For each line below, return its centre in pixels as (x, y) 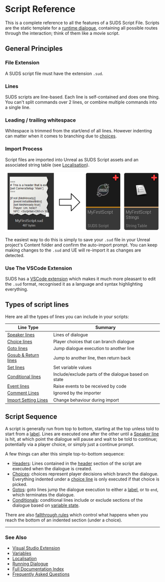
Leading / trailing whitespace (41, 120)
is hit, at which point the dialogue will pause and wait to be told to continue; (81, 439)
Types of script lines (37, 305)
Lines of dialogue (71, 335)
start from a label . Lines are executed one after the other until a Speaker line (82, 434)
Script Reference (40, 9)
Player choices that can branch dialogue (94, 341)
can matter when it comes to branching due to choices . (61, 136)
